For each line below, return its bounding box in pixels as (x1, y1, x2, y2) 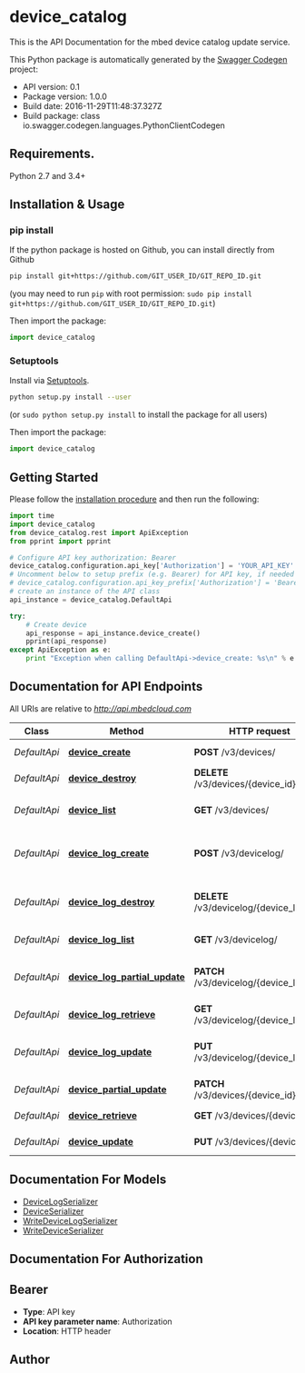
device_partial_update (67, 1083, 167, 1096)
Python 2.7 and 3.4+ (9, 170, 86, 181)
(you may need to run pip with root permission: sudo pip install (9, 288, 252, 299)
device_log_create (67, 847, 150, 860)
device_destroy (67, 771, 137, 784)
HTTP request (228, 724, 290, 737)
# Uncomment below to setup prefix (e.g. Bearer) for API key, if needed (9, 570, 295, 579)
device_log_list (67, 933, 134, 946)
